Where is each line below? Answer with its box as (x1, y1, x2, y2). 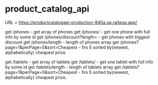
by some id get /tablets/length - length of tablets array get (5, 64, 121, 70)
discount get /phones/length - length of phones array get (5, 39, 119, 45)
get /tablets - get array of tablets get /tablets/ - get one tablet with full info (5, 59, 154, 65)
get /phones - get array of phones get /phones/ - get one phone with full (5, 29, 150, 34)
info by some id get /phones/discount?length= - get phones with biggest (5, 34, 150, 40)
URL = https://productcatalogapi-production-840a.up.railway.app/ (5, 19, 138, 25)
